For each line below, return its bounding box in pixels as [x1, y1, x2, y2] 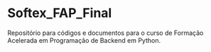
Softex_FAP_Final [7, 5, 112, 21]
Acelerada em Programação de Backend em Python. [7, 36, 161, 44]
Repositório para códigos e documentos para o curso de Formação [7, 28, 204, 37]
